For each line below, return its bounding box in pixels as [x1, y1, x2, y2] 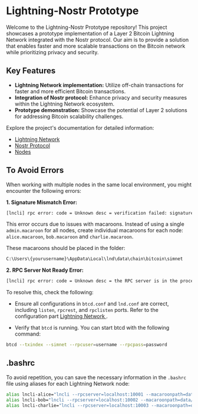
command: [14, 330, 41, 337]
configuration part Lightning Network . [14, 313, 108, 320]
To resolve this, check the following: [6, 289, 94, 296]
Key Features [6, 66, 56, 76]
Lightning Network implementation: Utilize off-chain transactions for [14, 81, 184, 88]
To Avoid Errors [6, 165, 64, 175]
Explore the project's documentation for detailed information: [6, 124, 154, 131]
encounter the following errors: [6, 187, 81, 194]
